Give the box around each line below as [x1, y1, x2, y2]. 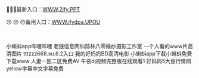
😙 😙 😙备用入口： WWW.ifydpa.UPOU [6, 18, 101, 26]
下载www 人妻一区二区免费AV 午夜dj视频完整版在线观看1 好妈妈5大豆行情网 [6, 58, 192, 64]
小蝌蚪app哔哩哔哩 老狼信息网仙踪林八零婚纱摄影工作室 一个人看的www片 [6, 43, 188, 49]
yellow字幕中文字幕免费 [6, 65, 64, 72]
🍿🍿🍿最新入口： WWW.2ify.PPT [6, 6, 80, 13]
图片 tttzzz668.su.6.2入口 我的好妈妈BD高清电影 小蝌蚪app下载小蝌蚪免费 [11, 50, 192, 57]
